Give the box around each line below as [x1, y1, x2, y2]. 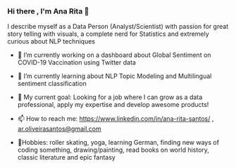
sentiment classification [17, 79, 87, 88]
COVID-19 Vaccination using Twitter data [17, 58, 136, 67]
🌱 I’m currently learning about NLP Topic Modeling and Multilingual [17, 72, 212, 80]
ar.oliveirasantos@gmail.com [17, 124, 101, 133]
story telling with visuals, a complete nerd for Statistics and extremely [7, 30, 209, 38]
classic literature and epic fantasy [17, 153, 116, 162]
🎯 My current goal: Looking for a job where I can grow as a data [17, 93, 203, 101]
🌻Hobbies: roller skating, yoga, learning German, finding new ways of [17, 138, 220, 147]
